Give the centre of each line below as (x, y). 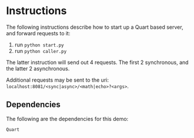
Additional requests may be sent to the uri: (57, 80)
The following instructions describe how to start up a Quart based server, (95, 27)
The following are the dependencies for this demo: (67, 119)
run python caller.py (41, 51)
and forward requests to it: (38, 33)
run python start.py (39, 45)
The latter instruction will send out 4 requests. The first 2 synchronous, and (98, 62)
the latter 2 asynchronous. (38, 68)
